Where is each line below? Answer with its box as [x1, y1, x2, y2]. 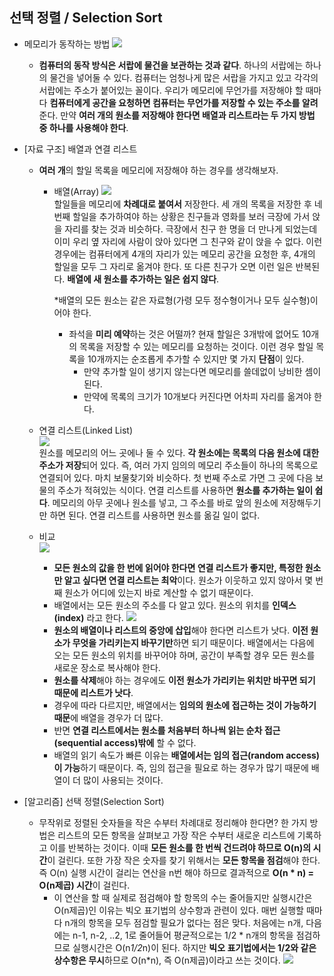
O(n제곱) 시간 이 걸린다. [38, 879, 131, 891]
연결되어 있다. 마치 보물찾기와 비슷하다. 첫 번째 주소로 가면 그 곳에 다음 [38, 471, 314, 483]
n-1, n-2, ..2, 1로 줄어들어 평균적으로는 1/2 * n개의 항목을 [72, 929, 294, 941]
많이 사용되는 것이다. [82, 774, 164, 786]
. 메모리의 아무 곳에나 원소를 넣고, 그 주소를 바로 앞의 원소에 [47, 496, 279, 508]
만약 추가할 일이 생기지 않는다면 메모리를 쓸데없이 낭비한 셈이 [83, 365, 322, 377]
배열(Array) [53, 185, 100, 197]
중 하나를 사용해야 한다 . [38, 121, 129, 133]
